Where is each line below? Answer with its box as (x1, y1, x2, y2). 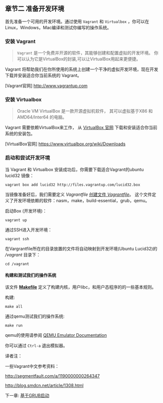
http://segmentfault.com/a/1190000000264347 (5, 373, 100, 379)
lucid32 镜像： (5, 173, 34, 178)
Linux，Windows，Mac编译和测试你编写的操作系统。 (5, 24, 112, 30)
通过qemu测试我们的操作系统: (5, 313, 65, 319)
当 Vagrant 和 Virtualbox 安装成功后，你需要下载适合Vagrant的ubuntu (5, 166, 144, 172)
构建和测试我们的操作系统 (5, 272, 56, 278)
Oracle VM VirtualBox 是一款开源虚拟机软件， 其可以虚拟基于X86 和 (17, 108, 153, 114)
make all (5, 304, 23, 309)
